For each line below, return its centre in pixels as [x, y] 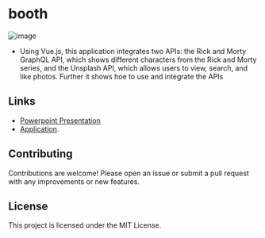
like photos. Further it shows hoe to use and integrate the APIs [121, 76]
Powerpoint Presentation [60, 121]
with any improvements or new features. [74, 181]
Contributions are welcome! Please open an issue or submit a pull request [129, 173]
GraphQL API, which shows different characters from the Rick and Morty [138, 59]
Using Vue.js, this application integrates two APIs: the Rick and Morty [133, 51]
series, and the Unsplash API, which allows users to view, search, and [134, 67]
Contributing [40, 154]
